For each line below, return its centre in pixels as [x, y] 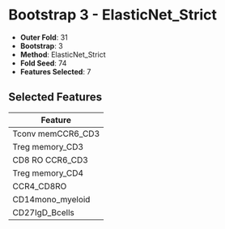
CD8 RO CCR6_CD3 [51, 159]
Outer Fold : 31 [44, 37]
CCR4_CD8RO [40, 186]
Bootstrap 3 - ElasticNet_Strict [112, 15]
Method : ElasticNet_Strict [63, 54]
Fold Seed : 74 [43, 63]
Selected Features [55, 98]
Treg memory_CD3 [48, 146]
